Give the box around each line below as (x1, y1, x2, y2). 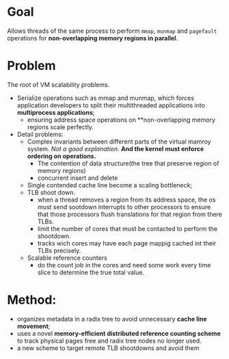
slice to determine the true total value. (37, 268, 145, 276)
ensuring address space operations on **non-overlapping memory (27, 116, 215, 124)
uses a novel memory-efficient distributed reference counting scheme (16, 329, 221, 337)
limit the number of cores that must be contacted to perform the (37, 224, 218, 232)
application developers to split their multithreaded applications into (16, 101, 205, 109)
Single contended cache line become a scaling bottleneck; (27, 181, 193, 189)
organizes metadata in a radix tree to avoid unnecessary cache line (16, 315, 207, 323)
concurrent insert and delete (37, 174, 118, 182)
